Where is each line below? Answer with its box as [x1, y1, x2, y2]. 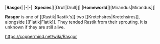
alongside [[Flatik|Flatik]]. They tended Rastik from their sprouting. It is [5, 19, 148, 25]
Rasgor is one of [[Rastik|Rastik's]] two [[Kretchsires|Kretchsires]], [5, 14, 140, 19]
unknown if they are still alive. [5, 24, 65, 30]
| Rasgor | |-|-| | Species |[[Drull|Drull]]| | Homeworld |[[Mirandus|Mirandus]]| [5, 5, 156, 10]
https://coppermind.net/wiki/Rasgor [5, 34, 77, 39]
